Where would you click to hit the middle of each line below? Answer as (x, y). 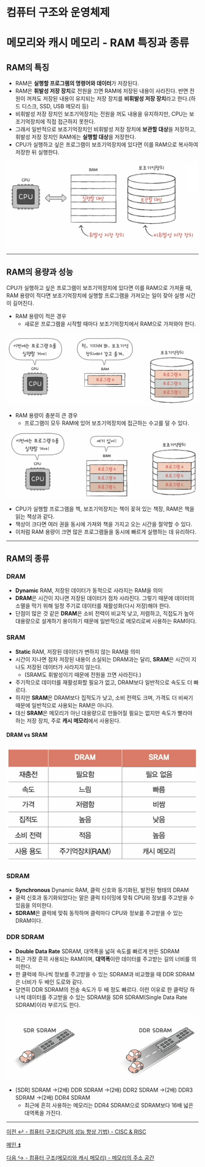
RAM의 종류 (28, 559)
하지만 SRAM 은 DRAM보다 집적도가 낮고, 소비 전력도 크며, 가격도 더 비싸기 (104, 698)
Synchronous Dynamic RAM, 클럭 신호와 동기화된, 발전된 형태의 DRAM (102, 890)
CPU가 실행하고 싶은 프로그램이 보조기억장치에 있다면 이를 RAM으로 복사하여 (106, 145)
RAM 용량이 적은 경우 (41, 316)
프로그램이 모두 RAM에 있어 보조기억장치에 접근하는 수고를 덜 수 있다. (107, 423)
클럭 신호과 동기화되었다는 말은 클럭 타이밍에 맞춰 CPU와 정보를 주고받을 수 (105, 898)
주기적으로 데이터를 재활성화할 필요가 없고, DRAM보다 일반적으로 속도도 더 (104, 682)
